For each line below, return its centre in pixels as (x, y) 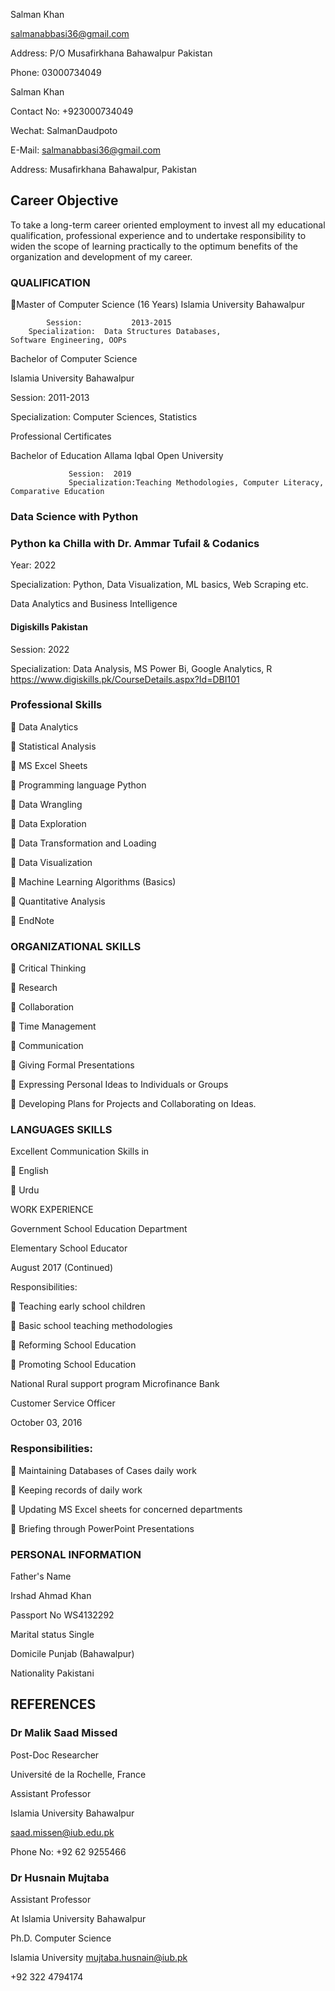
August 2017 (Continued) (61, 1268)
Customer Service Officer (63, 1403)
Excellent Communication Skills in (80, 1151)
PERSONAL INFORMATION (76, 1554)
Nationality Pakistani (52, 1673)
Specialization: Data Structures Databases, (125, 332)
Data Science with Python (74, 517)
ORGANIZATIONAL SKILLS (76, 946)
